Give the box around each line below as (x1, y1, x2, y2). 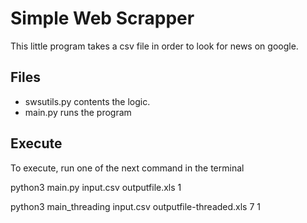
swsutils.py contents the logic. (24, 95, 151, 107)
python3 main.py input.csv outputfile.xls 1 (10, 181, 182, 193)
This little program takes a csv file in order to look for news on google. (10, 40, 299, 52)
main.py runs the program (24, 106, 132, 118)
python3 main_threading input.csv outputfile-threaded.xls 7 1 (10, 200, 262, 212)
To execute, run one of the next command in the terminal (10, 162, 245, 174)
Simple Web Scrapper (10, 7, 195, 30)
